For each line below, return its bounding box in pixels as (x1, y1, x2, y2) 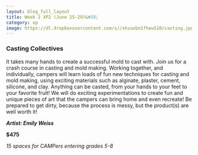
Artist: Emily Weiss (6, 119, 54, 127)
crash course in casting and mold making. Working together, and (6, 64, 163, 71)
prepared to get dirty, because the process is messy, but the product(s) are (6, 101, 189, 109)
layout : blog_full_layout (6, 8, 70, 15)
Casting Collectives (6, 45, 64, 53)
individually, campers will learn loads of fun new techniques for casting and (6, 70, 190, 77)
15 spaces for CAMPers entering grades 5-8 (6, 142, 114, 149)
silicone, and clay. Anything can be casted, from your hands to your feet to (6, 83, 187, 90)
